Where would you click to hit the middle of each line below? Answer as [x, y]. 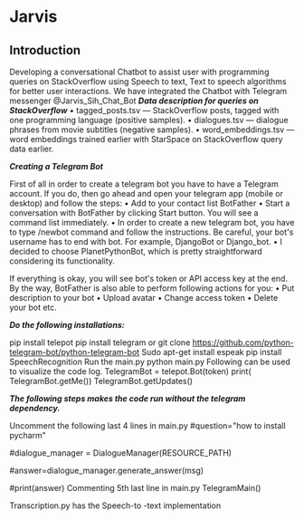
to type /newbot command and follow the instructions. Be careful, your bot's [152, 232]
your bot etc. [33, 307]
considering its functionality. [62, 261]
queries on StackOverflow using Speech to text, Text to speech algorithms [148, 82]
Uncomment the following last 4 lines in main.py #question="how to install [148, 426]
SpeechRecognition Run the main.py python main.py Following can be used [150, 361]
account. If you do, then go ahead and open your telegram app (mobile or [146, 193]
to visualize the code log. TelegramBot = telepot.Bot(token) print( [130, 371]
